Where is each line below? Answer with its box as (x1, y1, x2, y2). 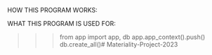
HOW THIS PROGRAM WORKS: (7, 6, 98, 14)
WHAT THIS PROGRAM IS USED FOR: (7, 19, 116, 27)
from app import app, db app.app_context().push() (59, 33, 206, 41)
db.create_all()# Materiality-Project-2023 (59, 40, 178, 48)
